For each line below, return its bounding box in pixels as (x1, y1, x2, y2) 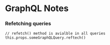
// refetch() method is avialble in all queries (5, 31, 106, 36)
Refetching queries (5, 20, 51, 27)
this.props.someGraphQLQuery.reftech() (5, 35, 86, 40)
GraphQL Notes (5, 3, 69, 14)
